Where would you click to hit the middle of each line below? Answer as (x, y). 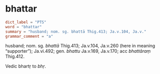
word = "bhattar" (24, 27)
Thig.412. (15, 56)
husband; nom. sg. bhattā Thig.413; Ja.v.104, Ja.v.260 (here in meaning (80, 46)
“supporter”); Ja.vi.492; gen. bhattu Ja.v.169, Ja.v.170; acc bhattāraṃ (78, 51)
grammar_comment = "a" (29, 36)
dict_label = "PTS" (26, 22)
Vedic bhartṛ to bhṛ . (26, 66)
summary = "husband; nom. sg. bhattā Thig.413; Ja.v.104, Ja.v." (76, 31)
